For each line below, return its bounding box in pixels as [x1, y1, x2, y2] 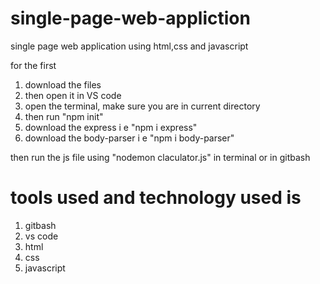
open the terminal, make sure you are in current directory [24, 100, 261, 112]
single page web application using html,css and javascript [10, 40, 249, 52]
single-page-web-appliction [10, 7, 251, 30]
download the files [24, 78, 102, 91]
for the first [10, 59, 57, 71]
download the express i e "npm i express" [24, 121, 198, 133]
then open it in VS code [24, 89, 122, 101]
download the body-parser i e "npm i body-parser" [24, 132, 235, 144]
